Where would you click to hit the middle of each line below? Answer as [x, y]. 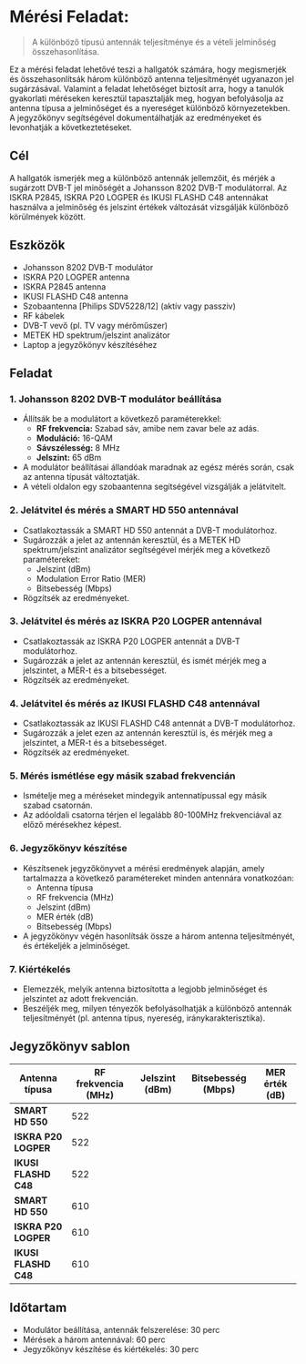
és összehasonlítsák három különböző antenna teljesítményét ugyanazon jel [152, 78]
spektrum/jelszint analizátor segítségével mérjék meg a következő [146, 549]
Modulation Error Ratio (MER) [91, 578]
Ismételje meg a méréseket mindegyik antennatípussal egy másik [145, 796]
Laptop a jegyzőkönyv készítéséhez [90, 344]
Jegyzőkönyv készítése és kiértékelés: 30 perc [111, 1349]
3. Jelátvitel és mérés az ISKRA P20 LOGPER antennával [136, 621]
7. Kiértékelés [40, 969]
